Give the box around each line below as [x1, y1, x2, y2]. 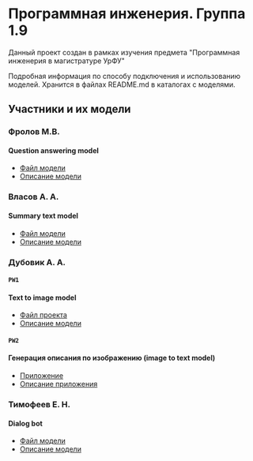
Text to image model [8, 293, 77, 302]
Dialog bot [8, 418, 43, 428]
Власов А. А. [8, 191, 59, 202]
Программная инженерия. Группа [8, 5, 246, 23]
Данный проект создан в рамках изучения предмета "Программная [8, 47, 240, 57]
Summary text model [8, 211, 79, 220]
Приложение [19, 371, 64, 380]
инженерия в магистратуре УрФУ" [8, 56, 125, 66]
